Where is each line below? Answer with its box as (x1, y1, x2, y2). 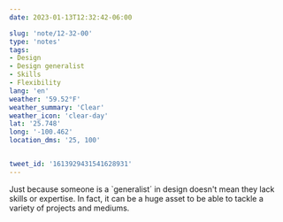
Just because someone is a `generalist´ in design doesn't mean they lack (9, 183, 275, 195)
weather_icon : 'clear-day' (9, 111, 109, 120)
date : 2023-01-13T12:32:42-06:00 (9, 12, 133, 22)
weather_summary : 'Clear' (9, 103, 104, 111)
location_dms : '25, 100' (9, 136, 101, 145)
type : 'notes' (9, 37, 62, 46)
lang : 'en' (9, 86, 50, 96)
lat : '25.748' (9, 119, 62, 128)
